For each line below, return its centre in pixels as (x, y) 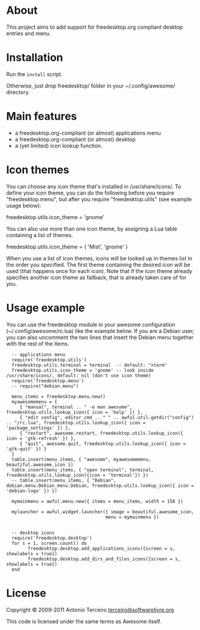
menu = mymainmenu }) (132, 517)
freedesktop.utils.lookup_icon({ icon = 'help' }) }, (75, 412)
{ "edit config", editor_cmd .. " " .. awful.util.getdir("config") (107, 417)
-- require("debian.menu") (45, 386)
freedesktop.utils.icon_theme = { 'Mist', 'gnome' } (67, 247)
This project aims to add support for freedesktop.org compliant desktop (95, 27)
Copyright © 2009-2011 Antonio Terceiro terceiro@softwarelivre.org (90, 610)
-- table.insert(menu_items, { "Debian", (64, 480)
